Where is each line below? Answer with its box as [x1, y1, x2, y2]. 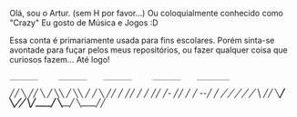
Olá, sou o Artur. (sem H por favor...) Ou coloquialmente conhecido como [9, 8, 284, 18]
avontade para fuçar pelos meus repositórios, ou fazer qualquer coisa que [9, 44, 289, 55]
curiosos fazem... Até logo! [9, 54, 111, 64]
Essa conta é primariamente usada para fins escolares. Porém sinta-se [9, 35, 275, 45]
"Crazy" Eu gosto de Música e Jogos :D [9, 17, 159, 28]
